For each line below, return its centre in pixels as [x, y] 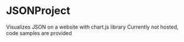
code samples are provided [39, 33]
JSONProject [38, 11]
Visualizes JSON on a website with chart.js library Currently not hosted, [92, 27]
